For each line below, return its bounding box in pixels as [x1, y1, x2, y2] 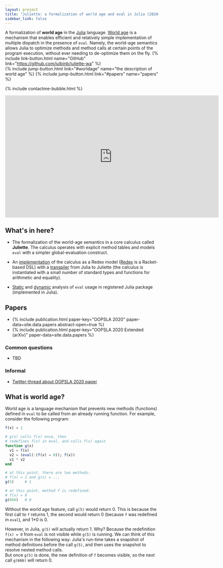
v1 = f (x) [9, 448, 29, 453]
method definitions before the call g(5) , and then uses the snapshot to [5, 542, 146, 547]
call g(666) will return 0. [5, 557, 53, 563]
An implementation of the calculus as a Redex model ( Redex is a [12, 259, 142, 265]
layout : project [5, 7, 38, 12]
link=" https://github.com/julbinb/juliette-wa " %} [5, 61, 101, 66]
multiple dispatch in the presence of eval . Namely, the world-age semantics [5, 40, 158, 46]
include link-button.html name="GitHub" [5, 56, 86, 62]
